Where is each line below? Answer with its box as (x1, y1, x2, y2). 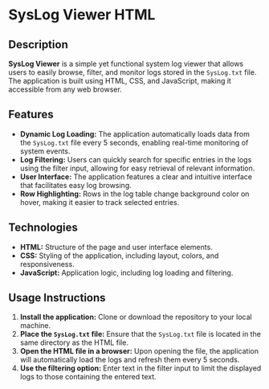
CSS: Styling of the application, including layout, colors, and (19, 251, 219, 260)
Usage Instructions (8, 291, 106, 305)
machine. (19, 321, 51, 330)
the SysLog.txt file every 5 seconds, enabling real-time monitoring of (19, 137, 249, 147)
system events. (19, 146, 71, 156)
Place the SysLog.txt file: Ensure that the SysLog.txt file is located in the (19, 330, 261, 339)
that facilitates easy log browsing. (19, 180, 132, 190)
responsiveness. (19, 259, 75, 268)
